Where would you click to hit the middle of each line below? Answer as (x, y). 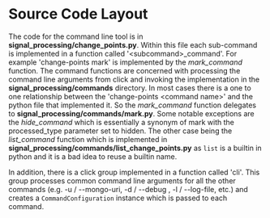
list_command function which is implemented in (88, 139)
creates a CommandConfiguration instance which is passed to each (118, 198)
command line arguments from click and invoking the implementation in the (134, 79)
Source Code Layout (78, 14)
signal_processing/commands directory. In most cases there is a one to (130, 88)
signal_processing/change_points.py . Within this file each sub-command (133, 44)
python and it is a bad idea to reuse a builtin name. (93, 156)
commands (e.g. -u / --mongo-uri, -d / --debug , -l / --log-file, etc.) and (129, 189)
